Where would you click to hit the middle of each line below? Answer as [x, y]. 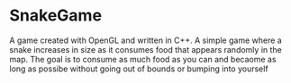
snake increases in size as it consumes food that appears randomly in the [145, 49]
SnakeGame [55, 16]
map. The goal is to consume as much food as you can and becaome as [143, 59]
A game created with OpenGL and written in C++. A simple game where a [145, 40]
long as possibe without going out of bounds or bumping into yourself [139, 69]
